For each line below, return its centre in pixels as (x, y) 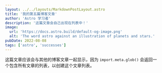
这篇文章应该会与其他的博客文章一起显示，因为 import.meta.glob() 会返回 (79, 59)
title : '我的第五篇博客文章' (31, 14)
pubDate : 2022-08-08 (26, 41)
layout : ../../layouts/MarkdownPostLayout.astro (55, 9)
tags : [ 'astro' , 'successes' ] (36, 45)
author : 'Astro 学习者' (28, 18)
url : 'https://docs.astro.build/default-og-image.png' (66, 32)
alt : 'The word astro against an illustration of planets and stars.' (82, 36)
